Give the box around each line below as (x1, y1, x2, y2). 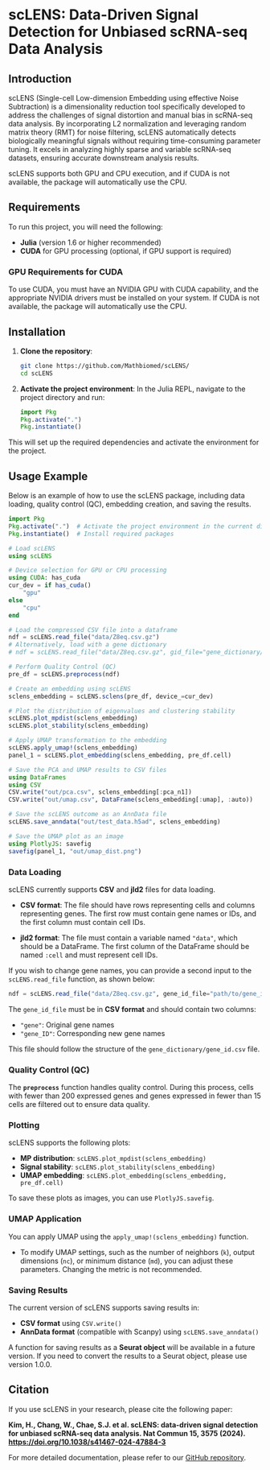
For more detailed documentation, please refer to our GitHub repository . (8, 1452, 247, 1462)
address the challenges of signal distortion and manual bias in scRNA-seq (8, 110, 253, 120)
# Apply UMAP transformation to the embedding (8, 737, 167, 745)
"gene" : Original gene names (19, 1020, 115, 1030)
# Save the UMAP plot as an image (8, 832, 125, 840)
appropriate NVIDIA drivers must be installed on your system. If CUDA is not (8, 293, 260, 303)
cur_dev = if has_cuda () (8, 581, 92, 589)
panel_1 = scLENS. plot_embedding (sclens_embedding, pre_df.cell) (8, 751, 231, 759)
